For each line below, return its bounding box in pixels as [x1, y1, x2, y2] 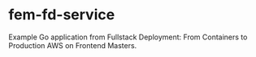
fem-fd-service [8, 6, 115, 24]
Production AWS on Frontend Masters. [8, 40, 137, 50]
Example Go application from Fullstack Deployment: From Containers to [8, 32, 248, 42]
